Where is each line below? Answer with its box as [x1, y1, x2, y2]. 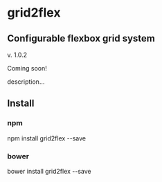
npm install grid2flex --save [7, 134, 87, 143]
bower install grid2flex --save [7, 167, 91, 175]
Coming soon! [7, 64, 47, 72]
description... [7, 78, 45, 86]
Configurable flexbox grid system [7, 33, 156, 44]
